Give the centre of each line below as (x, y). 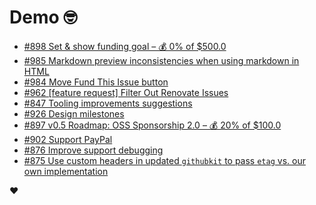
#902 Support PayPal (68, 139)
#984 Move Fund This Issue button (96, 82)
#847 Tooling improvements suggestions (108, 103)
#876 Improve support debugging (93, 150)
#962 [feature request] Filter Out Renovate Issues (126, 92)
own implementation (66, 171)
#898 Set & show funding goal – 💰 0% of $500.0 (125, 46)
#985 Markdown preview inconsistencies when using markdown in (161, 60)
